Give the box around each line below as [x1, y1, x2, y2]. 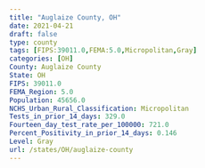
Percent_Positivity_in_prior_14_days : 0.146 [9, 129, 177, 138]
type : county [9, 37, 58, 47]
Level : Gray [9, 137, 53, 146]
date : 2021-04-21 [9, 21, 74, 30]
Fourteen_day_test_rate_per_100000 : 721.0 [9, 121, 169, 130]
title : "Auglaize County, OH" [9, 12, 122, 22]
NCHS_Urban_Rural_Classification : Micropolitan [9, 104, 190, 113]
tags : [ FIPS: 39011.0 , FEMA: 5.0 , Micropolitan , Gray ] [9, 46, 198, 55]
